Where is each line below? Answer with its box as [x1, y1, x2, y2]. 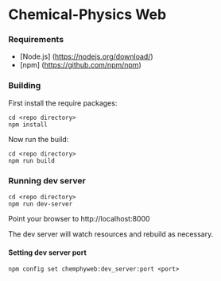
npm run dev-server [8, 200, 73, 208]
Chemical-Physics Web [8, 6, 167, 24]
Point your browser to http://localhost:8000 [8, 214, 150, 224]
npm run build [8, 156, 56, 164]
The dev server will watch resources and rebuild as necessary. [8, 229, 214, 239]
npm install [8, 121, 48, 129]
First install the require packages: [8, 98, 118, 108]
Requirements [8, 34, 64, 45]
